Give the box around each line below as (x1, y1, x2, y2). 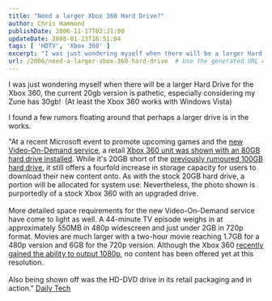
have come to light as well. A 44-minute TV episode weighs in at (8, 214, 223, 224)
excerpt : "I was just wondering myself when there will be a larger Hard (8, 49, 263, 58)
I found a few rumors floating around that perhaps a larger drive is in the (8, 112, 249, 122)
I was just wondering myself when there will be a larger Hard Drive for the (8, 79, 254, 89)
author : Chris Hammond (8, 19, 85, 28)
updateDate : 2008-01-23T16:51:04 (8, 34, 121, 43)
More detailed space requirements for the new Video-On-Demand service (8, 205, 255, 215)
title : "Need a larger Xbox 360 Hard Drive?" (8, 11, 164, 20)
